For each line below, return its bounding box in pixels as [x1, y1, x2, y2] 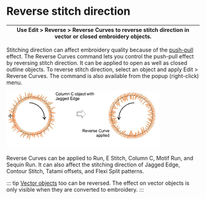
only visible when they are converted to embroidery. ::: [6, 185, 144, 193]
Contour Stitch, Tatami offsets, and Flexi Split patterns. [6, 167, 144, 174]
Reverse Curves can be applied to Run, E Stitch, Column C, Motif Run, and [6, 154, 194, 162]
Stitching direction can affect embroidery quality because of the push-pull [6, 46, 194, 53]
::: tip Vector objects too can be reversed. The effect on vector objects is [6, 179, 190, 187]
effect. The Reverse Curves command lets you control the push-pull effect [6, 52, 194, 60]
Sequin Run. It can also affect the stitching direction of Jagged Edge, [6, 161, 180, 168]
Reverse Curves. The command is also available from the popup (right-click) [6, 72, 199, 79]
